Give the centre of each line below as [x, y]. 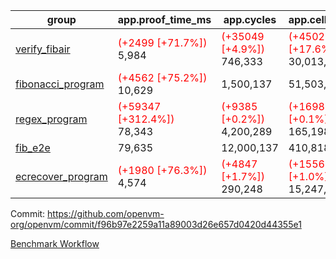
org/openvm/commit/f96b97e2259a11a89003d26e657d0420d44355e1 [156, 224]
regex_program [51, 119]
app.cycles [250, 19]
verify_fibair [43, 49]
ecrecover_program [61, 176]
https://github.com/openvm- [106, 213]
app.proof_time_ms [164, 19]
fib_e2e [33, 147]
